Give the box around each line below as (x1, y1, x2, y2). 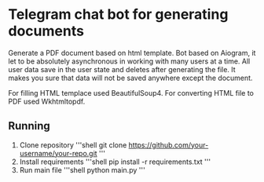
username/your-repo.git (19, 148, 97, 158)
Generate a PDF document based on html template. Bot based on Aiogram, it (8, 48, 256, 57)
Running (8, 119, 51, 133)
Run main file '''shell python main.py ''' (19, 165, 145, 174)
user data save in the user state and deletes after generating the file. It (8, 64, 236, 74)
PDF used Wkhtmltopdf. (8, 96, 86, 106)
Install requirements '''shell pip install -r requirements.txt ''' (19, 157, 211, 166)
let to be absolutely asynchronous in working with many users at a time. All (8, 56, 251, 66)
